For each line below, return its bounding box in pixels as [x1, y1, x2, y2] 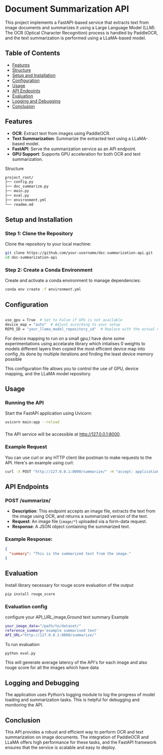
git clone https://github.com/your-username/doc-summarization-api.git [5, 250, 153, 256]
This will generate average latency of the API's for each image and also [5, 660, 147, 666]
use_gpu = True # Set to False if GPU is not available [5, 317, 123, 323]
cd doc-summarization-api [5, 255, 57, 260]
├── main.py [5, 189, 29, 193]
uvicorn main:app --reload [5, 420, 60, 425]
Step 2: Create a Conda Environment [5, 266, 93, 273]
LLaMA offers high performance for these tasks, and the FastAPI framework [5, 739, 157, 745]
